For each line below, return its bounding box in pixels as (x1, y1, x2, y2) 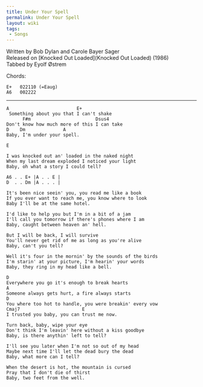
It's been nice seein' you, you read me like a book (6, 190, 142, 196)
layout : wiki (6, 20, 39, 26)
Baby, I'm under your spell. (6, 132, 80, 138)
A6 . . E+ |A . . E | (6, 174, 61, 181)
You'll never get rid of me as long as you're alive (6, 238, 142, 244)
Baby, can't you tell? (6, 243, 63, 249)
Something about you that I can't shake (8, 111, 112, 117)
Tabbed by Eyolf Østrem (6, 61, 66, 68)
